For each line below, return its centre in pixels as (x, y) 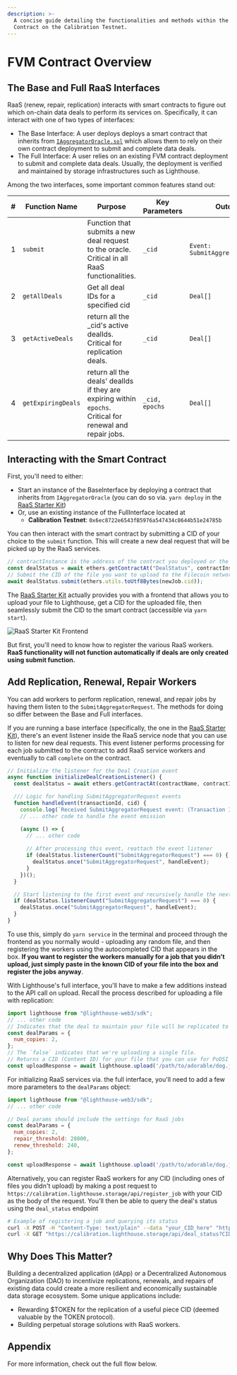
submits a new (111, 232)
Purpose (112, 207)
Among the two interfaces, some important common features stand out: (111, 185)
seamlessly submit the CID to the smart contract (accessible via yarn (107, 610)
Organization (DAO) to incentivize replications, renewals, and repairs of (110, 1281)
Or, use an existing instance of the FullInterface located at (101, 512)
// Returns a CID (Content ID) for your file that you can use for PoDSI (118, 1059)
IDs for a (101, 296)
